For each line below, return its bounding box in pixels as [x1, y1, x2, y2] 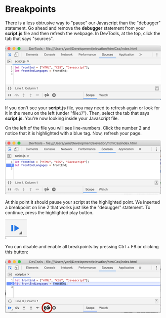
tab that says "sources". [5, 36, 54, 42]
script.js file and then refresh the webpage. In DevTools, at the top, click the [5, 30, 161, 36]
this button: [5, 249, 29, 255]
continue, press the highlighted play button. [5, 209, 94, 216]
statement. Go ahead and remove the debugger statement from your [5, 25, 145, 31]
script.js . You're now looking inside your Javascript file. [5, 115, 119, 121]
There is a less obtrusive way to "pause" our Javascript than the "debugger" [5, 20, 161, 26]
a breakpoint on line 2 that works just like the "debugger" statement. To [5, 204, 151, 210]
